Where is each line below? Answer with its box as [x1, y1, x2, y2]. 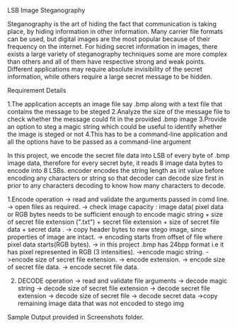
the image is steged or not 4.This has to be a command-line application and [7, 130, 228, 138]
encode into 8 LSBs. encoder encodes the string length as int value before [7, 166, 224, 174]
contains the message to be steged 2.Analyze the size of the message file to [7, 108, 231, 115]
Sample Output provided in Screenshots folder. [7, 313, 144, 321]
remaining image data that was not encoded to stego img [17, 299, 185, 307]
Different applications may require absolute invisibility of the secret [7, 65, 203, 73]
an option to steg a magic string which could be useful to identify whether [7, 123, 223, 130]
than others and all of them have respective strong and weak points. [7, 57, 206, 66]
